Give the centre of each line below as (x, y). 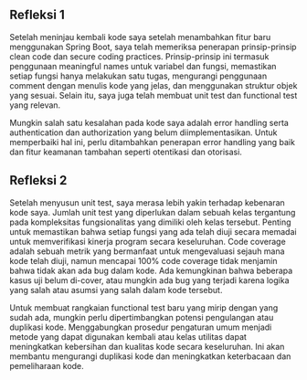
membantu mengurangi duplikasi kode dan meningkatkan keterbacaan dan (150, 356)
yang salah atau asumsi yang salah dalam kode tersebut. (116, 290)
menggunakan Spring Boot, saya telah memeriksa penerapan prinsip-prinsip (153, 47)
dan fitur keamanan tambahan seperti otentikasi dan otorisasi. (126, 152)
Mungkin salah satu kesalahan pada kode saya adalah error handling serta (149, 122)
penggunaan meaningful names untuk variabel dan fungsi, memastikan (143, 66)
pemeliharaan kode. (47, 365)
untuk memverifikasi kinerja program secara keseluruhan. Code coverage (148, 241)
